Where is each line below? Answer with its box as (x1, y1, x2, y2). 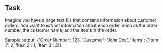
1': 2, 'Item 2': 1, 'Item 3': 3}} (5, 42, 62, 48)
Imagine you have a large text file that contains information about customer (5, 17, 157, 23)
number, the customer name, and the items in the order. (5, 27, 117, 33)
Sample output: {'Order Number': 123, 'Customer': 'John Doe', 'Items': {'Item (5, 37, 159, 43)
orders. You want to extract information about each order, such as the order (5, 22, 158, 28)
